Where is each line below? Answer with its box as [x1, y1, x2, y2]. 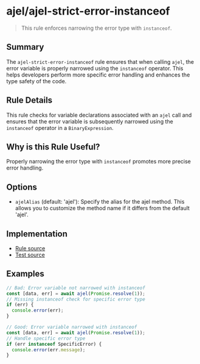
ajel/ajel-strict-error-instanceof [6, 4, 170, 18]
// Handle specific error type [6, 335, 86, 342]
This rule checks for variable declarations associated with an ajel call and [6, 111, 192, 118]
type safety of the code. [6, 77, 67, 84]
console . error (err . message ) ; [12, 346, 86, 353]
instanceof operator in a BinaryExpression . [6, 124, 114, 131]
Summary [6, 42, 44, 52]
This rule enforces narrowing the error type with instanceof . [21, 24, 172, 32]
